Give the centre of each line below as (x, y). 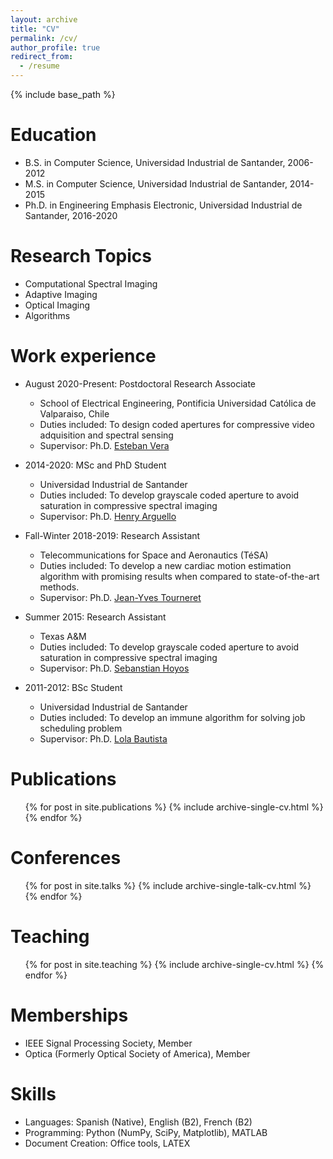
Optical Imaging (57, 305)
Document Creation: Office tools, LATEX (107, 1143)
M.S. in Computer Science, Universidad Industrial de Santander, (156, 183)
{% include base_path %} (63, 94)
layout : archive (44, 19)
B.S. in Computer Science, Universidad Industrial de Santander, (155, 162)
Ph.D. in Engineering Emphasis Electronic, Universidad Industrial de (163, 205)
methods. (59, 587)
